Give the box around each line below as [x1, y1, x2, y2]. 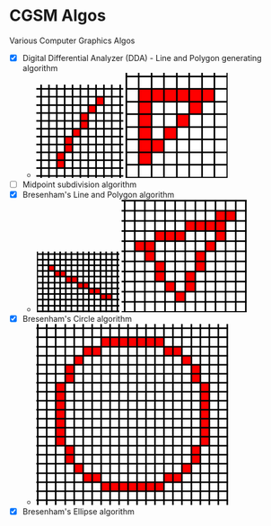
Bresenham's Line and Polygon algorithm [22, 190, 175, 201]
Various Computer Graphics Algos [9, 35, 135, 46]
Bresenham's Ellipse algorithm [22, 506, 135, 517]
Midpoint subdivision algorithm [22, 179, 137, 190]
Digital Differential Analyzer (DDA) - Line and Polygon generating [22, 52, 262, 63]
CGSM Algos [9, 5, 106, 26]
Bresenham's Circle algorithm [22, 314, 133, 325]
